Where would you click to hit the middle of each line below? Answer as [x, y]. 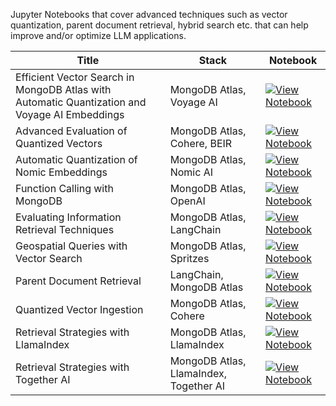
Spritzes [189, 258]
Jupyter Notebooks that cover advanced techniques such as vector [149, 14]
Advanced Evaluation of [71, 131]
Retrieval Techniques [65, 229]
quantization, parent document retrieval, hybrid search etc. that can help [159, 25]
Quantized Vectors [59, 143]
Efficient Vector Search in [75, 77]
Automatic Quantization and [81, 102]
